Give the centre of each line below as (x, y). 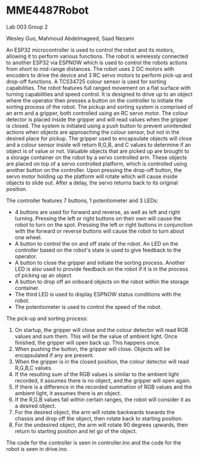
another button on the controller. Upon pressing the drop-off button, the (94, 170)
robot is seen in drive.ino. (37, 449)
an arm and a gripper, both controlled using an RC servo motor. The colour (97, 113)
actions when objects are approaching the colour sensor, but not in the (93, 132)
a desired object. (35, 406)
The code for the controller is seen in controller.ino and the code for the (94, 442)
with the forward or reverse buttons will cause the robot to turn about (99, 231)
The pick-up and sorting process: (47, 318)
